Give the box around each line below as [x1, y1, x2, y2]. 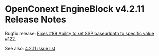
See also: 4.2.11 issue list [5, 45, 56, 51]
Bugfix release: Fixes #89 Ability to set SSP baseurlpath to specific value [5, 30, 154, 36]
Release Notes [5, 14, 66, 25]
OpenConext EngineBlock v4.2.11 [5, 3, 145, 15]
